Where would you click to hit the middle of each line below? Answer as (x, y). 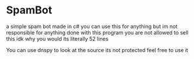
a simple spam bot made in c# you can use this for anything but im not (92, 26)
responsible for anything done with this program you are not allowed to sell (97, 32)
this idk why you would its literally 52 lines (57, 39)
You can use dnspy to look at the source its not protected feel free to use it (97, 50)
